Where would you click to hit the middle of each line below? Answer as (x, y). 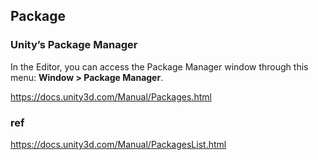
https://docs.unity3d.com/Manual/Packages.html (111, 96)
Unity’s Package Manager (74, 45)
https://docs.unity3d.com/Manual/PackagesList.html (118, 144)
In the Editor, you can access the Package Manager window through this (159, 66)
